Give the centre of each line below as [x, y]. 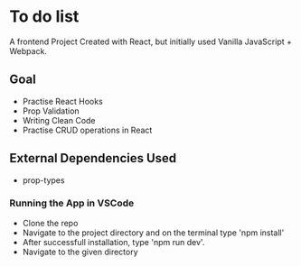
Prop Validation [51, 111]
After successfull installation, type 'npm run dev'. [113, 242]
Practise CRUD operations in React [87, 130]
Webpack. [28, 50]
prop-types [43, 180]
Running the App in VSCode [72, 203]
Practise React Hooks [63, 101]
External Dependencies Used [93, 158]
